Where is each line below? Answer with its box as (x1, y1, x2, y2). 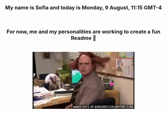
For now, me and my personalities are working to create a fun (6, 28, 161, 35)
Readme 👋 (71, 34, 96, 42)
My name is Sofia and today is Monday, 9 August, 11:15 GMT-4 (5, 4, 162, 11)
